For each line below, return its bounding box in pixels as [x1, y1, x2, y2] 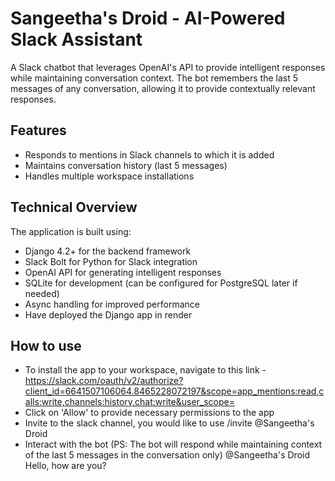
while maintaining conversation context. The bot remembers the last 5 [10, 72, 299, 84]
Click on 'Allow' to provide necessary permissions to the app [24, 407, 275, 419]
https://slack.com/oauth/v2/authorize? [24, 375, 184, 387]
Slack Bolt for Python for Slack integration [24, 255, 198, 267]
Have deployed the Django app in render [24, 308, 193, 321]
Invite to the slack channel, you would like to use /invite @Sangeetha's [24, 417, 315, 429]
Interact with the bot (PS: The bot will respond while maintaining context [24, 438, 323, 451]
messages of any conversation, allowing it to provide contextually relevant [10, 82, 316, 94]
